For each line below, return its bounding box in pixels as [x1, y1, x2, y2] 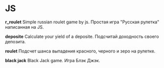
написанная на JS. [5, 24, 44, 30]
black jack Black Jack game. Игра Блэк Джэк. [5, 57, 101, 63]
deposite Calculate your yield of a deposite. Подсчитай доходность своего [5, 34, 159, 39]
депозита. [5, 38, 26, 44]
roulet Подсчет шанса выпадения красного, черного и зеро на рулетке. [5, 48, 156, 54]
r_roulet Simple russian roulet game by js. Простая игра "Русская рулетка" [5, 19, 160, 25]
